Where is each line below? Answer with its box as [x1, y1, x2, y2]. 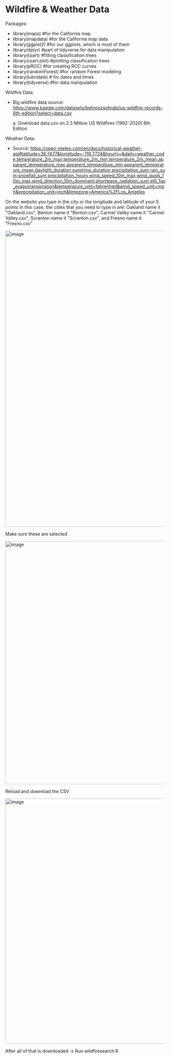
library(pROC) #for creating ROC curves [12, 63, 97, 69]
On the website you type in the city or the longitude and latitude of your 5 [5, 199, 159, 205]
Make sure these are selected [5, 531, 68, 537]
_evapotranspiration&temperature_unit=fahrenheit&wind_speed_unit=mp [12, 183, 164, 189]
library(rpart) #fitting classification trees [12, 52, 97, 58]
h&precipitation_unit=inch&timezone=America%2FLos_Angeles [12, 188, 145, 195]
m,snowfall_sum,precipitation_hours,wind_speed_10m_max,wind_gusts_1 [12, 172, 164, 179]
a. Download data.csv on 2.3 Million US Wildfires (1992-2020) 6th [12, 120, 151, 126]
